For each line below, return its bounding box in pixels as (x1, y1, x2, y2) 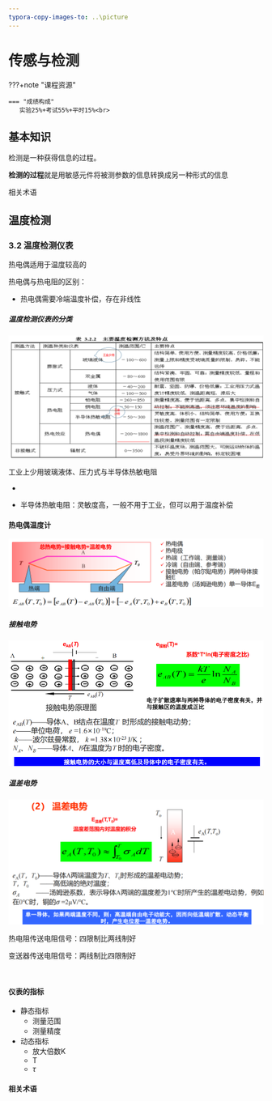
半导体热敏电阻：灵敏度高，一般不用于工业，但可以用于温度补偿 (19, 500, 233, 510)
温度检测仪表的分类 (8, 314, 73, 324)
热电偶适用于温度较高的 (8, 260, 87, 270)
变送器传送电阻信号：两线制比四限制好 (8, 950, 136, 960)
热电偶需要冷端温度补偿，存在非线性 (19, 294, 142, 304)
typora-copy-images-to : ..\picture (8, 13, 129, 21)
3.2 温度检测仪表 (8, 240, 74, 251)
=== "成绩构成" (8, 97, 55, 105)
